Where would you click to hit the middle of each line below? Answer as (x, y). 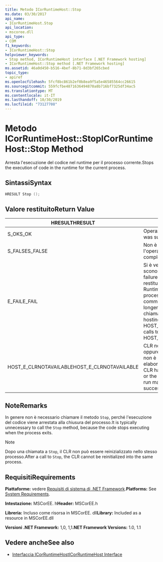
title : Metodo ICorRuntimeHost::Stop (43, 9)
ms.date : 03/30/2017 (26, 14)
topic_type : (17, 73)
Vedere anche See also (40, 543)
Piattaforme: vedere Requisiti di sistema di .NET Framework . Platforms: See (81, 489)
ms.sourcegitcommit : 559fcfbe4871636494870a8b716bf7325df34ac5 (70, 86)
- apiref (14, 77)
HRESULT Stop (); (23, 194)
